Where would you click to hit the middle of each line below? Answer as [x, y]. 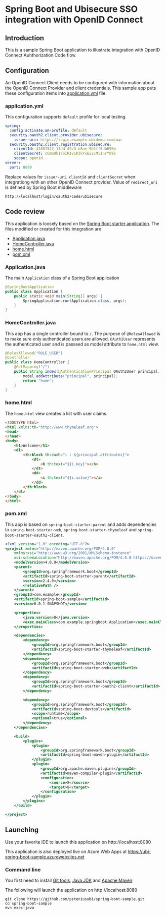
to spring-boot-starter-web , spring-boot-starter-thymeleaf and [71, 529]
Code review [25, 212]
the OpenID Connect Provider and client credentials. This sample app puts [81, 88]
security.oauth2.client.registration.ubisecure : [61, 144]
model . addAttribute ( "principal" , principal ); [71, 376]
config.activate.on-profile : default [48, 130]
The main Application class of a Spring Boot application [62, 278]
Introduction [25, 38]
